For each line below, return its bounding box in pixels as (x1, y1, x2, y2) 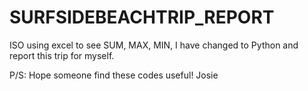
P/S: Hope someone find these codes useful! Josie (9, 69, 219, 81)
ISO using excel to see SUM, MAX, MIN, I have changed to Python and (9, 39, 299, 51)
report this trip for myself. (9, 49, 115, 61)
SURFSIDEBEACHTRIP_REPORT (9, 6, 275, 29)
